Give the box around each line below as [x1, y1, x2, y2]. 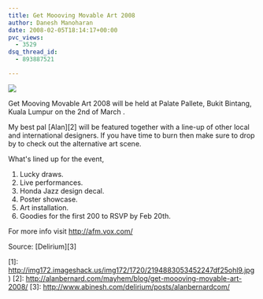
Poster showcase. [19, 194, 78, 204]
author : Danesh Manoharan [8, 19, 93, 27]
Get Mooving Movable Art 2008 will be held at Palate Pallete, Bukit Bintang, [8, 98, 252, 108]
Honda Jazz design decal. [19, 186, 105, 195]
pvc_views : [8, 33, 44, 42]
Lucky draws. [19, 169, 65, 179]
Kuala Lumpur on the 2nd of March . [8, 107, 125, 116]
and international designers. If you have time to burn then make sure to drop [8, 131, 255, 140]
